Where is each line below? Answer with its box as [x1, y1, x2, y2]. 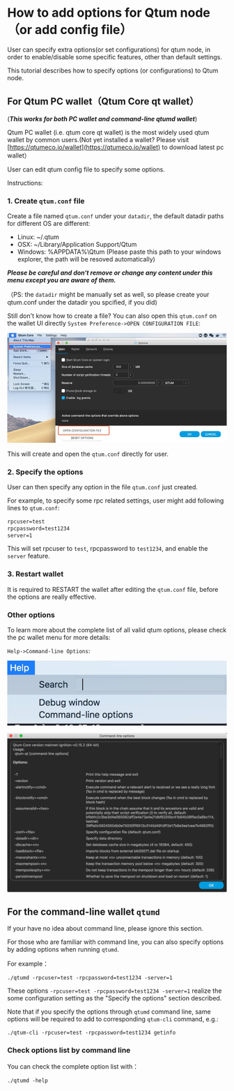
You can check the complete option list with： [7, 1062, 139, 1071]
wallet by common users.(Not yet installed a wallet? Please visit [7, 135, 189, 144]
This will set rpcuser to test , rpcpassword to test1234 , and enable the [7, 544, 208, 553]
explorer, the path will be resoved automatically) [17, 255, 155, 264]
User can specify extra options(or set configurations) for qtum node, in [7, 45, 211, 54]
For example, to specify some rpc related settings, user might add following [7, 496, 224, 505]
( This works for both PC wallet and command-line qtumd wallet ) [7, 114, 198, 123]
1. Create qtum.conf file [7, 196, 85, 206]
